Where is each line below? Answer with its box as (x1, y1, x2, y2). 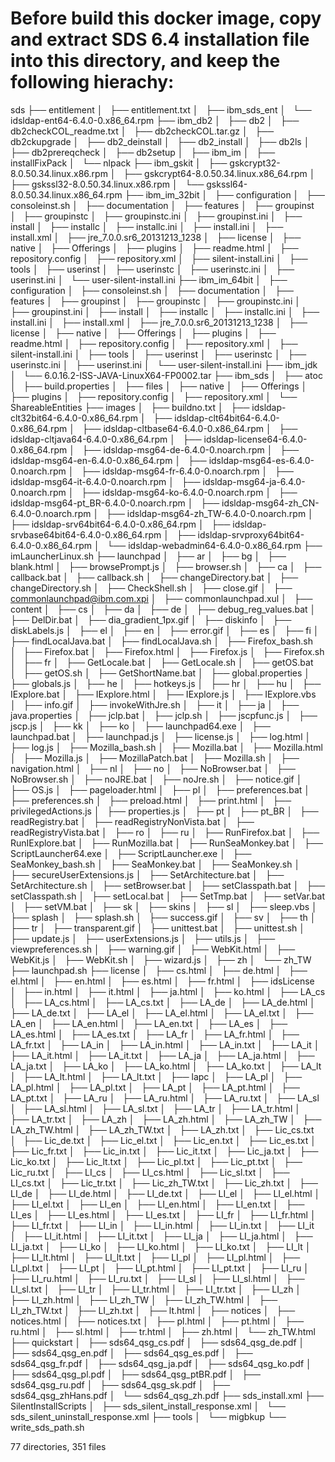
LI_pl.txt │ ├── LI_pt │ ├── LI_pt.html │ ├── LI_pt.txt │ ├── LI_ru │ (10, 1262, 310, 1274)
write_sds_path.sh (10, 1421, 85, 1433)
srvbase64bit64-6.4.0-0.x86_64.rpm (10, 528, 162, 541)
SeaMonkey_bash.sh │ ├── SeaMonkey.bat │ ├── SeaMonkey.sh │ (10, 858, 301, 870)
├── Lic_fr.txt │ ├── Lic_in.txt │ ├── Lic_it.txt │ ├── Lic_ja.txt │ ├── (10, 1145, 319, 1157)
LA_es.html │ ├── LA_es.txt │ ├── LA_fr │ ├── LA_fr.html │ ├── (10, 1028, 300, 1040)
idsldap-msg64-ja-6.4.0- (202, 475, 306, 487)
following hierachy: (10, 71, 175, 94)
